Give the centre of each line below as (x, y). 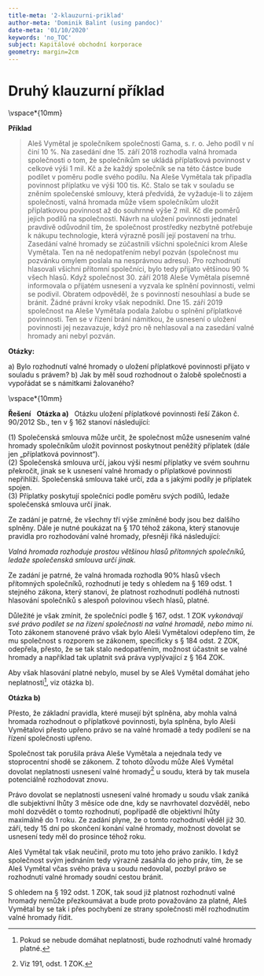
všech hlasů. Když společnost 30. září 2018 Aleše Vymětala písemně (138, 277)
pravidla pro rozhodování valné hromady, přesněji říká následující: (114, 536)
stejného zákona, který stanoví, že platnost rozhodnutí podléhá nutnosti (124, 592)
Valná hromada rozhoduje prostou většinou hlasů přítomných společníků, (127, 551)
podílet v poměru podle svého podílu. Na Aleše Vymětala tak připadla (139, 176)
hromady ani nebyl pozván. (71, 336)
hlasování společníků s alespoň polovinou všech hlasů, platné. (109, 600)
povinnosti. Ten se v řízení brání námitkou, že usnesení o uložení (132, 319)
